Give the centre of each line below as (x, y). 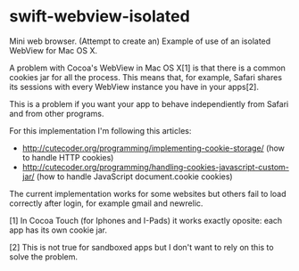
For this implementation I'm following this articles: (100, 130)
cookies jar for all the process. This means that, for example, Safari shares (146, 77)
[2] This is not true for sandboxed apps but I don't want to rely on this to (141, 247)
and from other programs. (57, 113)
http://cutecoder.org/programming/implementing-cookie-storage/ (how (154, 148)
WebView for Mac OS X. (54, 50)
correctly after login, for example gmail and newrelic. (106, 203)
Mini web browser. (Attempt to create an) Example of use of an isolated (140, 41)
